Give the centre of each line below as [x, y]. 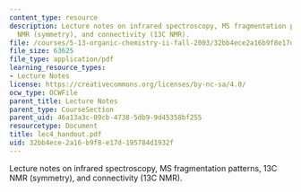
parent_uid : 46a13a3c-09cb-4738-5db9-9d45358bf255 [106, 118]
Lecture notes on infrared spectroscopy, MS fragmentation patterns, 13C [143, 168]
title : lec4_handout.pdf [56, 135]
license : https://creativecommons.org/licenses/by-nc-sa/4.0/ [128, 84]
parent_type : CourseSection [62, 109]
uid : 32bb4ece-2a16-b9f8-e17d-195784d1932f [92, 143]
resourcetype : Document [54, 127]
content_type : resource [54, 17]
